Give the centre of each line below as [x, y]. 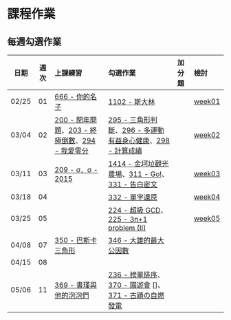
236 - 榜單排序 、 [136, 275]
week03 [207, 174]
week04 [207, 197]
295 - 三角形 [130, 120]
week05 [207, 218]
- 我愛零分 [71, 151]
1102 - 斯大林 [132, 102]
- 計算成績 [125, 151]
